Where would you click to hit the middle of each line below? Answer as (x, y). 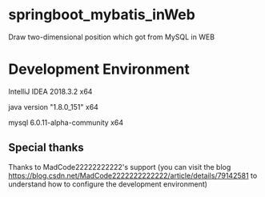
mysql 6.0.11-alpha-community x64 (66, 123)
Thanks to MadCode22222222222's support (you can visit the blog (120, 167)
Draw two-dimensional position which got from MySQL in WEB (111, 37)
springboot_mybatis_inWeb (102, 15)
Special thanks (46, 148)
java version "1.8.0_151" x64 (53, 107)
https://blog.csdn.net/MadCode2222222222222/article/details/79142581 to (133, 175)
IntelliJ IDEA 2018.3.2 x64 (50, 91)
